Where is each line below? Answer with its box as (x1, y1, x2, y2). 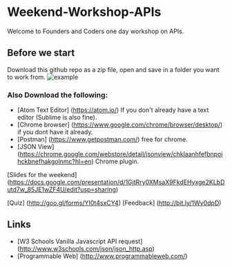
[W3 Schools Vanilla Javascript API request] (17, 237, 143, 246)
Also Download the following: (7, 90, 108, 100)
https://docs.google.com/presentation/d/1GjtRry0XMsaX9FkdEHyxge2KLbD (9, 178, 225, 187)
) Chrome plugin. (90, 157, 139, 166)
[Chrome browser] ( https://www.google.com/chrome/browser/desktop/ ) (17, 120, 223, 129)
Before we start (7, 47, 75, 59)
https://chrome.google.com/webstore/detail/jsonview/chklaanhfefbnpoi (19, 150, 223, 158)
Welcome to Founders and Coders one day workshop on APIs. (7, 27, 184, 35)
